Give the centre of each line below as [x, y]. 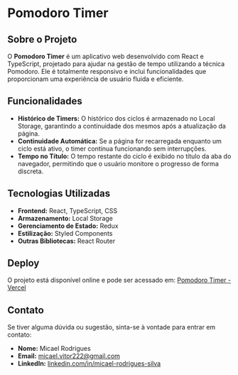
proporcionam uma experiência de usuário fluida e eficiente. [96, 79]
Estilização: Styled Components [65, 233]
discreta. [31, 171]
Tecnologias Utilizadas [59, 194]
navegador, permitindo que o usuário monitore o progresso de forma [118, 163]
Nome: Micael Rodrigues [54, 349]
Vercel [17, 288]
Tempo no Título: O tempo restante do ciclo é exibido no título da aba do [124, 156]
